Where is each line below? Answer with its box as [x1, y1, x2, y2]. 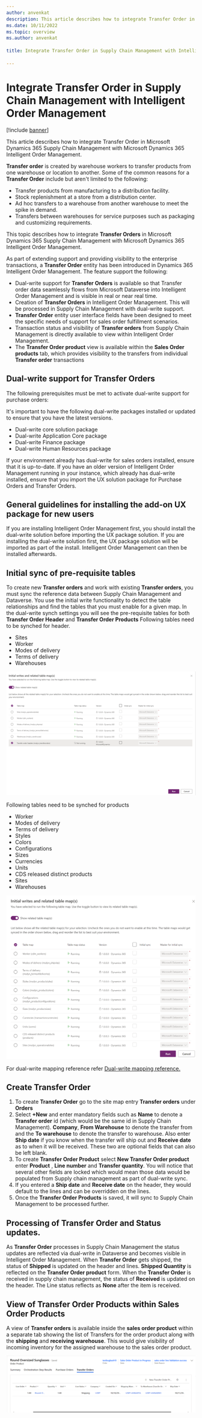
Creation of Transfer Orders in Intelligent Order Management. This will [14, 299, 190, 306]
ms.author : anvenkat [6, 35, 58, 42]
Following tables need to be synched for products [6, 801, 129, 808]
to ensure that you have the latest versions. [6, 414, 113, 421]
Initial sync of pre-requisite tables [6, 568, 136, 578]
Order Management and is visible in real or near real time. [14, 292, 158, 299]
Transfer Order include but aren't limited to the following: [6, 175, 148, 182]
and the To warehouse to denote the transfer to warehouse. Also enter [14, 1130, 191, 1138]
